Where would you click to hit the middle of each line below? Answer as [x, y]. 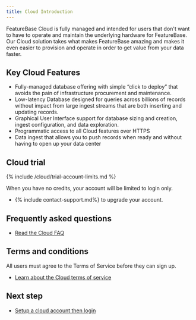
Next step [25, 296]
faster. [14, 54]
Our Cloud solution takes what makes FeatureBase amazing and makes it [95, 41]
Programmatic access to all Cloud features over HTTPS [82, 131]
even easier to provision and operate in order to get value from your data [95, 48]
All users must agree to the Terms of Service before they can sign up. [91, 266]
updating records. [37, 112]
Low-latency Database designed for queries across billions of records [100, 99]
